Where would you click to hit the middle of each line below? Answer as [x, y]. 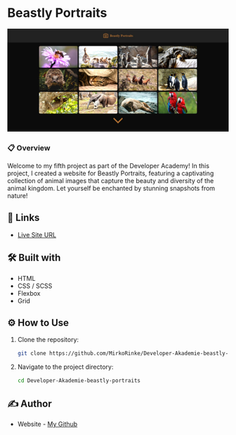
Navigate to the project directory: [65, 367]
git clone [32, 353]
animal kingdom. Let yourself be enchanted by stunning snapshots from [111, 189]
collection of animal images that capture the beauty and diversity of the [111, 181]
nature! [18, 196]
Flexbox [29, 293]
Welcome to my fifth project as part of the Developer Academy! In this [108, 166]
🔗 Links [24, 218]
